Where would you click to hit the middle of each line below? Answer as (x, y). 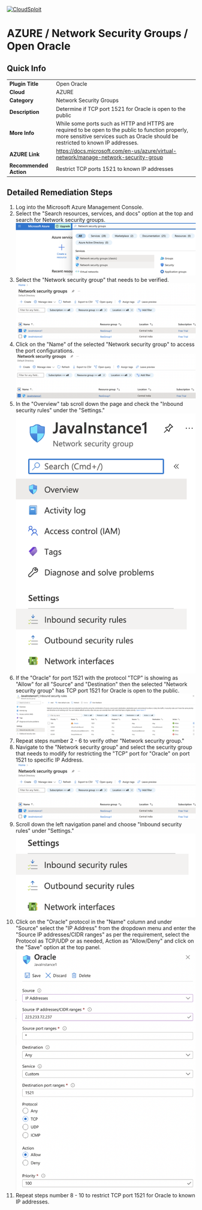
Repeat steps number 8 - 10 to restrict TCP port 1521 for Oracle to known (105, 1195)
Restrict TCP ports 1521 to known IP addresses (115, 168)
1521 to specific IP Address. (49, 760)
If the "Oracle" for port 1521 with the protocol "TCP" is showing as (97, 678)
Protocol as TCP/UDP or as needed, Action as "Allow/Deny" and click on (105, 941)
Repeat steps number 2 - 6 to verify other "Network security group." (100, 741)
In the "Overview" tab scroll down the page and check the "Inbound (99, 404)
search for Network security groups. (60, 219)
